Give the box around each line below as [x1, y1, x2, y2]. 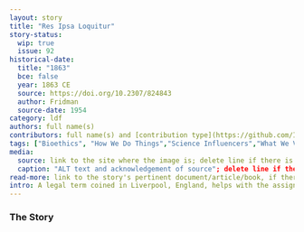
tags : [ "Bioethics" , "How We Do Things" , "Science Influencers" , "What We [9, 139, 290, 148]
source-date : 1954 [17, 106, 88, 115]
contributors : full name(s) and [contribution [9, 131, 188, 140]
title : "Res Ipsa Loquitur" [9, 22, 116, 31]
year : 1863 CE [17, 80, 71, 89]
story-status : [9, 30, 63, 39]
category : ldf [9, 114, 63, 123]
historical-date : [9, 55, 75, 64]
